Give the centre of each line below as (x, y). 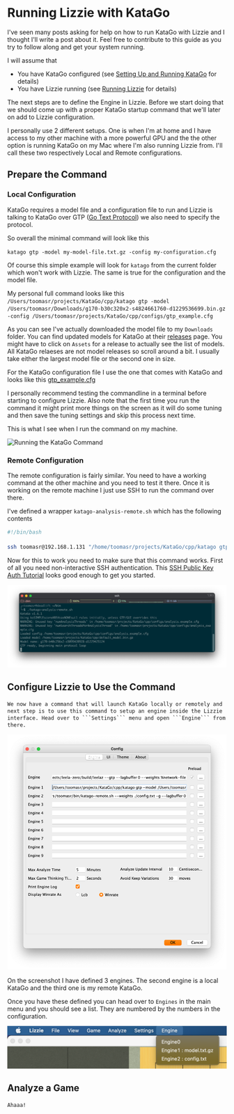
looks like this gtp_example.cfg (52, 379)
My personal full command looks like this (66, 293)
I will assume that (32, 60)
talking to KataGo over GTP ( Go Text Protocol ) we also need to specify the (114, 217)
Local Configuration (42, 194)
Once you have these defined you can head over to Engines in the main (109, 1002)
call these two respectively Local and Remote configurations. (95, 153)
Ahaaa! (17, 1105)
